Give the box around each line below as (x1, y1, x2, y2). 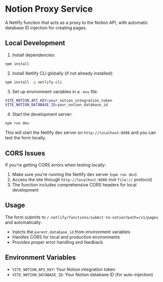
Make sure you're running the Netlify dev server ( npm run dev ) (12, 171, 137, 177)
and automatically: (5, 219, 42, 225)
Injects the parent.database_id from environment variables (12, 229, 130, 235)
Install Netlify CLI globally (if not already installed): (12, 70, 114, 76)
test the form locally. (5, 135, 46, 141)
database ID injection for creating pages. (5, 24, 87, 30)
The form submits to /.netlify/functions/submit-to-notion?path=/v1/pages (5, 214, 159, 220)
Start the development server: (12, 111, 73, 117)
